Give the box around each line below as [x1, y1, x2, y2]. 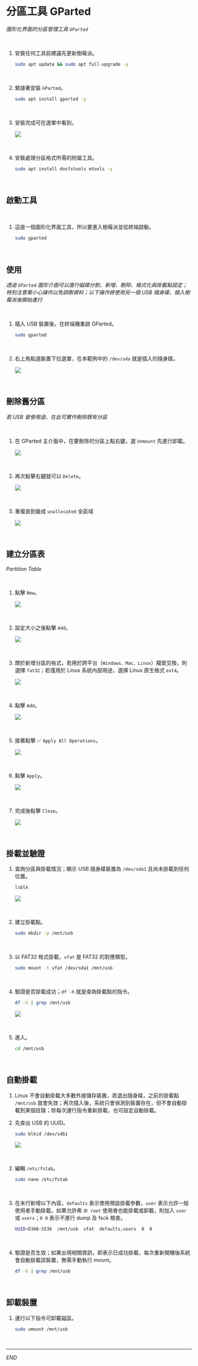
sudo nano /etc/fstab [14, 1177, 68, 1183]
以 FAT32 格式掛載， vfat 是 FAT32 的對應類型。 [14, 953, 131, 961]
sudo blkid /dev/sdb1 [14, 1131, 68, 1137]
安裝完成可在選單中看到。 [14, 119, 77, 126]
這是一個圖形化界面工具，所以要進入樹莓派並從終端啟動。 [14, 224, 154, 231]
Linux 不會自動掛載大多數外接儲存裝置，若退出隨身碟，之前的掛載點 [14, 1091, 180, 1099]
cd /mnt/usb [14, 1045, 44, 1051]
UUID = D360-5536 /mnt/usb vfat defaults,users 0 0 [14, 1226, 153, 1232]
